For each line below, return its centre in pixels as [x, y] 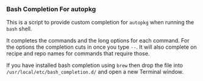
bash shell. [19, 29]
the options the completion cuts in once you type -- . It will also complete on [101, 47]
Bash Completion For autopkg [51, 9]
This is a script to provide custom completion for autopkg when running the [100, 23]
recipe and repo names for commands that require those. [78, 54]
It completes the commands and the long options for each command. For [98, 41]
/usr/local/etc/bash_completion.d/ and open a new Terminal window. [95, 72]
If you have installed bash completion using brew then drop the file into [94, 65]
